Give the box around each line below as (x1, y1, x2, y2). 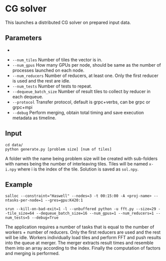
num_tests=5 (5, 215, 30, 220)
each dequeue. (12, 93, 44, 99)
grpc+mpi (12, 104, 33, 110)
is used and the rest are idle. (12, 78, 71, 84)
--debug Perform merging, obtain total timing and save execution (12, 109, 144, 115)
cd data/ (5, 142, 23, 147)
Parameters (5, 34, 42, 42)
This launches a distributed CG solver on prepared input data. (5, 19, 131, 25)
